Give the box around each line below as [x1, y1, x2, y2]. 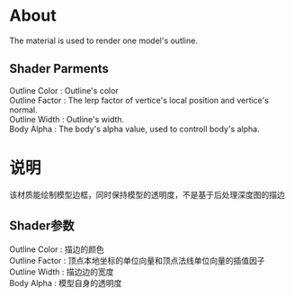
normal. [9, 104, 38, 115]
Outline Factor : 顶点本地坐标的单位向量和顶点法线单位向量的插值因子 [9, 255, 265, 265]
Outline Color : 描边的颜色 [9, 244, 105, 255]
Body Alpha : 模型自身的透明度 [9, 277, 122, 288]
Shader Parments [9, 61, 110, 76]
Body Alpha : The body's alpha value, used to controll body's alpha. [9, 123, 260, 134]
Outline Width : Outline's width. [9, 113, 125, 124]
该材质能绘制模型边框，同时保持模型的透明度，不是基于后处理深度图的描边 [9, 189, 285, 200]
